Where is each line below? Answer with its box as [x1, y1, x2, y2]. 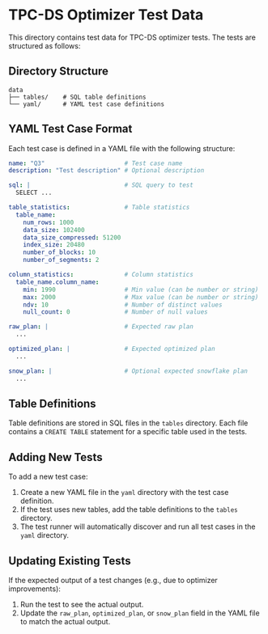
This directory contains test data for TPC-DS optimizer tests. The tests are [8, 32, 257, 42]
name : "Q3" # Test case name [8, 159, 183, 167]
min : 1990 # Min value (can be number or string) [23, 285, 259, 294]
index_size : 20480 [23, 241, 85, 249]
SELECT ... [15, 188, 53, 197]
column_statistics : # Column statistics [8, 271, 194, 279]
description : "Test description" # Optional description [8, 167, 205, 175]
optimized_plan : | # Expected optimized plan [8, 345, 216, 353]
